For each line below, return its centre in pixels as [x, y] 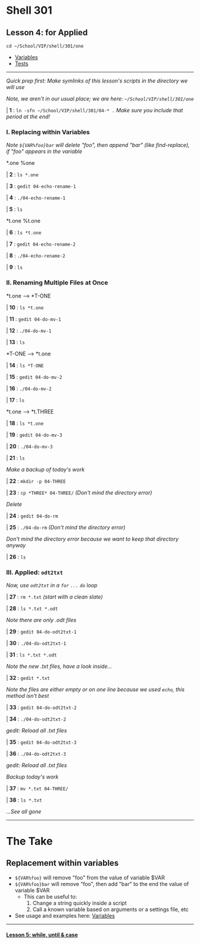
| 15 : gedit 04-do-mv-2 [34, 376]
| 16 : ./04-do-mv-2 [29, 388]
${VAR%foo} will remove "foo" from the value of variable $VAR [90, 877]
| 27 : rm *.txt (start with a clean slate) [54, 597]
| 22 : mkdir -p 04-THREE [36, 481]
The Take [29, 842]
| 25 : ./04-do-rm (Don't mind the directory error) [66, 527]
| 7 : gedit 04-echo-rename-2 [41, 244]
